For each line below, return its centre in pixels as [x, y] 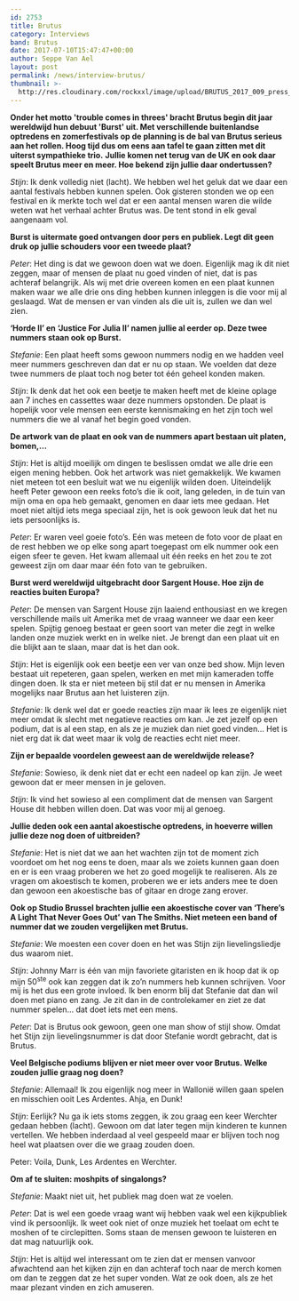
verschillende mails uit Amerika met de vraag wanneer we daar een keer [142, 618]
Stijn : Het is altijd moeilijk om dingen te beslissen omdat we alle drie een [142, 462]
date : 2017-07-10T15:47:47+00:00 [72, 51]
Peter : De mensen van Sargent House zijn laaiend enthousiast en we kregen [149, 609]
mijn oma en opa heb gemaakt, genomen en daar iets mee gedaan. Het [140, 501]
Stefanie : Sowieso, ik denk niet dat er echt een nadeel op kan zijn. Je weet [146, 772]
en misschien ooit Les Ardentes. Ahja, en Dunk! [96, 1099]
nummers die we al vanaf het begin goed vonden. [101, 419]
